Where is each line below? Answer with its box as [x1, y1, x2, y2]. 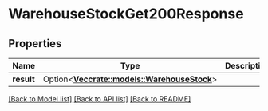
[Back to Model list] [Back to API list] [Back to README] [8, 94, 191, 104]
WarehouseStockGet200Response [8, 5, 245, 23]
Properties [8, 37, 62, 50]
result [12, 73, 36, 85]
